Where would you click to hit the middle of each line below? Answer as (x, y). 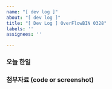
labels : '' (20, 29)
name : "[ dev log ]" (32, 12)
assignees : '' (24, 35)
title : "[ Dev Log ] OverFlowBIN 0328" (57, 23)
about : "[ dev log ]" (34, 18)
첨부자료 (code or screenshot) (50, 79)
